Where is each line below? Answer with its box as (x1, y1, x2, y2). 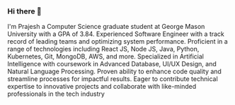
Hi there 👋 (7, 6, 42, 16)
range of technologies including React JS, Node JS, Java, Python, (7, 45, 200, 54)
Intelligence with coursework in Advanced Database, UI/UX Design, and (7, 60, 217, 68)
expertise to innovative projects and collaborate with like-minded (7, 82, 197, 91)
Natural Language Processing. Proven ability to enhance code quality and (7, 67, 222, 76)
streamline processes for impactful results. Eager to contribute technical (7, 75, 218, 83)
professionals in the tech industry (7, 89, 105, 98)
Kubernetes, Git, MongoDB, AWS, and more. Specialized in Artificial (7, 52, 204, 61)
